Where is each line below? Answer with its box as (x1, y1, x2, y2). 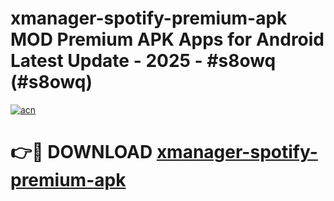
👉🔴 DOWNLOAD (10, 141, 153, 164)
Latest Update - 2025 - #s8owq (10, 50, 277, 72)
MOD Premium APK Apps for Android (10, 28, 325, 51)
